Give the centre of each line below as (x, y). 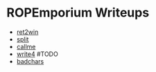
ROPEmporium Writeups (78, 13)
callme (26, 46)
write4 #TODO (37, 54)
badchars (30, 61)
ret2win (27, 32)
